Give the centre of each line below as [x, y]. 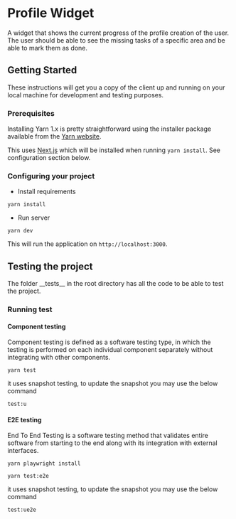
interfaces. [23, 451]
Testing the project [50, 266]
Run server [34, 218]
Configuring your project [51, 176]
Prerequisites [31, 113]
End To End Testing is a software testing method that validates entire [108, 436]
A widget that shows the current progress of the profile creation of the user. [118, 33]
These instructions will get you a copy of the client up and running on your [116, 87]
